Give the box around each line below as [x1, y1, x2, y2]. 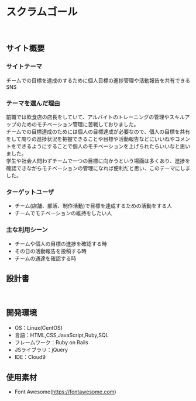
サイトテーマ [6, 63, 43, 71]
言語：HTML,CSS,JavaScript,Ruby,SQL [14, 331, 109, 339]
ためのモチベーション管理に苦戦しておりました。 [21, 120, 139, 127]
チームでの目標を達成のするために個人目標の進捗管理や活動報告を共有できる [6, 77, 191, 84]
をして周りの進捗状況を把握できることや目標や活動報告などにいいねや [6, 135, 176, 142]
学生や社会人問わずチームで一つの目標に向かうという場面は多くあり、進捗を [6, 157, 191, 164]
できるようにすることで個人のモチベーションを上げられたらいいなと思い [16, 143, 191, 150]
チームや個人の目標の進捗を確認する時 [14, 240, 107, 247]
